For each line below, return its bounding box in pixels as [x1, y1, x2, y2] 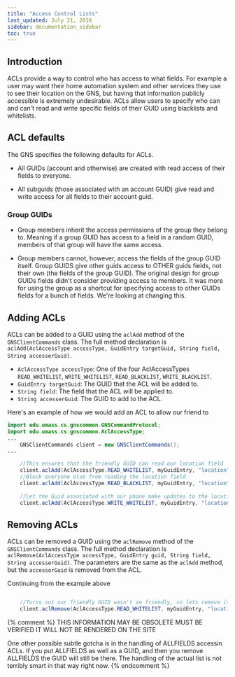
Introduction [7, 55, 63, 67]
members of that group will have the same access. [17, 241, 163, 249]
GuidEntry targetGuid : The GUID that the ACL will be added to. [17, 379, 199, 388]
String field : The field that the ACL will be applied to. [17, 386, 174, 396]
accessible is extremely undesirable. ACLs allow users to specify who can [7, 97, 220, 105]
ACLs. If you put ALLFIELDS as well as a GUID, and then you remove [7, 647, 204, 655]
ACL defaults [7, 132, 65, 144]
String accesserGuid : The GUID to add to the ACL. [17, 394, 163, 403]
